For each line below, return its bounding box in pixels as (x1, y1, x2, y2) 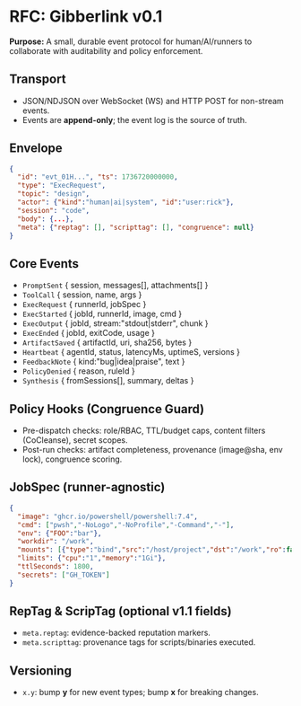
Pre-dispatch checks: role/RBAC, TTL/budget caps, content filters (21, 425, 266, 437)
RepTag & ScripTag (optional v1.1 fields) (9, 604, 232, 619)
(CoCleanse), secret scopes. (21, 435, 128, 446)
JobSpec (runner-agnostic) (9, 480, 166, 495)
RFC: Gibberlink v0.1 (9, 6, 163, 27)
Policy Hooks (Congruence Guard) (9, 402, 204, 417)
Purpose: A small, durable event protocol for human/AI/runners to (9, 36, 253, 47)
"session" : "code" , (17, 206, 90, 215)
